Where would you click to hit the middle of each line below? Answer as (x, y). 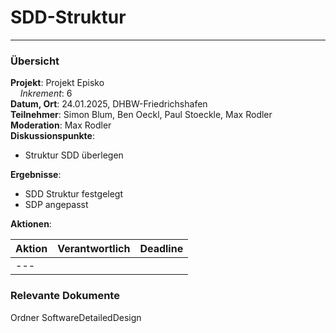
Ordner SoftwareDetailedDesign (76, 317)
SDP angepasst (56, 205)
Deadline (161, 249)
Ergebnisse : (36, 175)
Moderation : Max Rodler (61, 125)
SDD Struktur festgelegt (74, 194)
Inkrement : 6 (46, 93)
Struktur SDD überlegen (74, 155)
